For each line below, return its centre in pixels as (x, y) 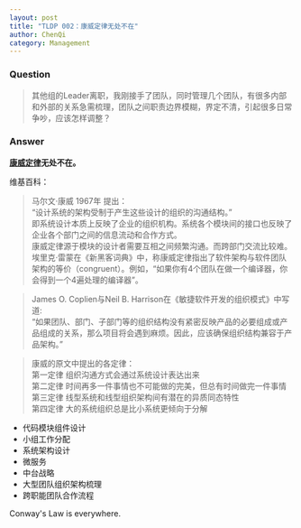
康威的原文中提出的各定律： (83, 363)
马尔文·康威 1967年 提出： (79, 200)
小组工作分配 (46, 439)
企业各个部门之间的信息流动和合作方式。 (106, 235)
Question (30, 75)
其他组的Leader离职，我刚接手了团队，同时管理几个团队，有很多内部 (159, 95)
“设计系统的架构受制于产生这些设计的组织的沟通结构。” (132, 212)
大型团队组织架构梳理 (62, 484)
